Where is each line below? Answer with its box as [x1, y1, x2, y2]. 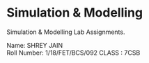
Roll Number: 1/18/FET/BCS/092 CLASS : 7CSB [6, 48, 141, 57]
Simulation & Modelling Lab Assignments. [6, 28, 125, 36]
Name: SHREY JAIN [6, 41, 63, 49]
